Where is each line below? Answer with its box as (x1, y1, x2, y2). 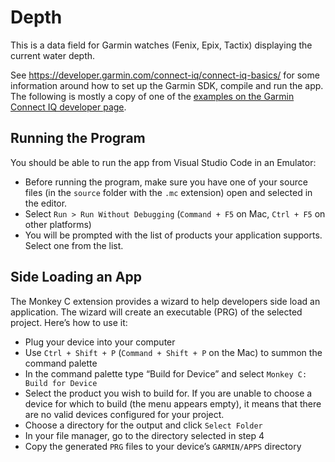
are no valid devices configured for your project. (24, 408, 225, 420)
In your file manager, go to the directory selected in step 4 (24, 429, 265, 441)
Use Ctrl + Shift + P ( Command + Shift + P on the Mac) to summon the (24, 346, 323, 358)
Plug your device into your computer (24, 336, 176, 348)
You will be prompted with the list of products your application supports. (24, 229, 323, 241)
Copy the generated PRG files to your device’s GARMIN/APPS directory (24, 440, 302, 452)
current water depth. (10, 49, 96, 61)
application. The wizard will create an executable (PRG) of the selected (10, 306, 303, 318)
